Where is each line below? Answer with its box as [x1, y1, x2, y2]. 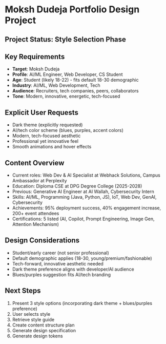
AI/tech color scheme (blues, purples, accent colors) [12, 127, 124, 133]
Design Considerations [5, 236, 80, 245]
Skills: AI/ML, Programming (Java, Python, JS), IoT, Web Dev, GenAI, [12, 194, 157, 200]
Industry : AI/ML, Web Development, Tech [12, 82, 100, 88]
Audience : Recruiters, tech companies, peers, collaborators [12, 88, 139, 94]
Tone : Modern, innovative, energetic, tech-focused [12, 93, 120, 100]
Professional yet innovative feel [12, 138, 79, 144]
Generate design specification [12, 327, 76, 333]
